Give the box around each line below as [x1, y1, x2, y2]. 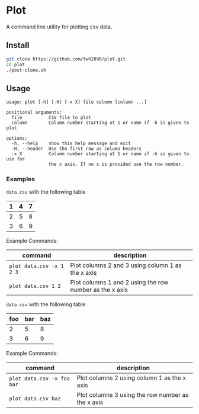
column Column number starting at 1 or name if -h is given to [11, 120, 190, 126]
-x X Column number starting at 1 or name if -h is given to [11, 151, 190, 157]
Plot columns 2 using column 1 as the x [76, 374, 187, 382]
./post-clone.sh [6, 67, 46, 73]
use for [6, 156, 25, 162]
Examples [6, 175, 36, 184]
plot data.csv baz [9, 395, 61, 402]
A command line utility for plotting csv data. [6, 23, 113, 30]
